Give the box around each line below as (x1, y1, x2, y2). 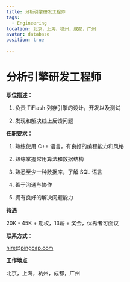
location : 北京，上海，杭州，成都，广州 (6, 25, 96, 32)
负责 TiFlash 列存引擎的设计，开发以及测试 (14, 104, 121, 111)
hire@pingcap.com (6, 244, 54, 251)
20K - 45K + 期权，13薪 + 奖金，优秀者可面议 (6, 219, 119, 227)
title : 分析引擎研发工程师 (6, 8, 66, 15)
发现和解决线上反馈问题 (14, 117, 73, 124)
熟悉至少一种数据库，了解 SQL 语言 (14, 168, 103, 175)
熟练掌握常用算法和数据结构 (14, 155, 84, 163)
